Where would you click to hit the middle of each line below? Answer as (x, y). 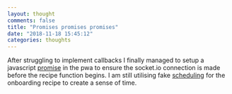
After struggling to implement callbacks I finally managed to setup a (106, 60)
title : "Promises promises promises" (63, 27)
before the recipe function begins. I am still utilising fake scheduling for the (116, 76)
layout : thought (31, 14)
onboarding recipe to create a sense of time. (72, 83)
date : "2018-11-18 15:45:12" (50, 34)
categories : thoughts (39, 40)
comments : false (31, 20)
